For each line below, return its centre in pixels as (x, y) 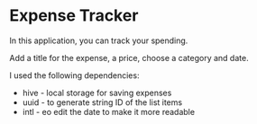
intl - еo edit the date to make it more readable (109, 111)
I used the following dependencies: (74, 75)
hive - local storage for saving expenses (97, 93)
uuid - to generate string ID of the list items (102, 102)
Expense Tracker (74, 16)
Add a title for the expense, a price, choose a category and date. (129, 58)
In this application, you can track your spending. (99, 40)
